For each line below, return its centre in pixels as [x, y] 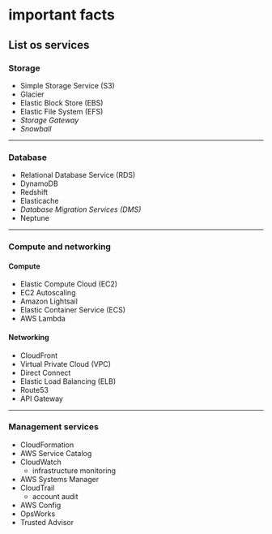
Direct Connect [45, 373]
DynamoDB [39, 183]
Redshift [34, 192]
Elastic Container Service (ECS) [73, 310]
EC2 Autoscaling [48, 293]
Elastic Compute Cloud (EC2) [69, 284]
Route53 [34, 390]
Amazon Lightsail [49, 301]
